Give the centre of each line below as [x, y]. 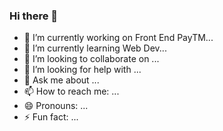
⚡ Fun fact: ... [51, 117]
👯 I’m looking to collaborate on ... [91, 59]
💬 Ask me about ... [61, 80]
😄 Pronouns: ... [56, 106]
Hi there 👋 [34, 16]
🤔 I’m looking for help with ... [82, 70]
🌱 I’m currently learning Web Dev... [95, 48]
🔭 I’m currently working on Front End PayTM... [118, 38]
